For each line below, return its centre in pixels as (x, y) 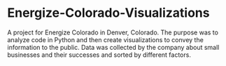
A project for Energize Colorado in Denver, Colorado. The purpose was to (113, 32)
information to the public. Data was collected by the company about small (113, 47)
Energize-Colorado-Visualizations (108, 13)
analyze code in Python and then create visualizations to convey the (106, 39)
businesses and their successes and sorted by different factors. (99, 55)
